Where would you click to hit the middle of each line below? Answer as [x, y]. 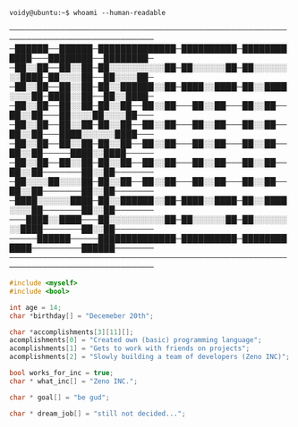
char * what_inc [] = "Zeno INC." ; [74, 381]
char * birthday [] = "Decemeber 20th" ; [81, 316]
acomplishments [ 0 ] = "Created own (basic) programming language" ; [136, 340]
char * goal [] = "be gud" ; [60, 398]
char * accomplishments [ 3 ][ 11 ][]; [72, 332]
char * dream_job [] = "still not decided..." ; [98, 414]
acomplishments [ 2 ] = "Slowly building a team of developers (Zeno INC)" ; [150, 357]
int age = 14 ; [36, 307]
